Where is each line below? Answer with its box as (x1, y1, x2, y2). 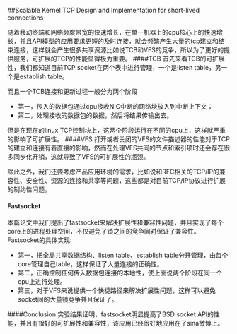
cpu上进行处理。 (17, 278, 67, 286)
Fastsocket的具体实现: (7, 236, 72, 244)
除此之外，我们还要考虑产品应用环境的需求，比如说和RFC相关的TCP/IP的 (7, 167, 220, 176)
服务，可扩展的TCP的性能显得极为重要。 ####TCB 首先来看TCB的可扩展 (13, 54, 225, 63)
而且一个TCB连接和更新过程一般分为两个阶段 (7, 88, 138, 95)
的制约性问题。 (7, 185, 51, 193)
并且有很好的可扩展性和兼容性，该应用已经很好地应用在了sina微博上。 (19, 319, 224, 328)
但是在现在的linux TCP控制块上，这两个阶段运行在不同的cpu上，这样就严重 (7, 126, 226, 134)
